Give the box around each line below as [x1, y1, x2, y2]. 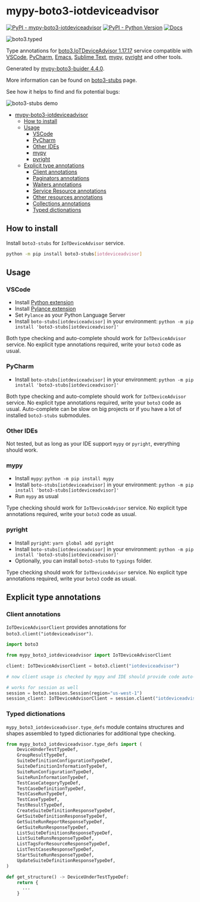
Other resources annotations [32, 193, 103, 200]
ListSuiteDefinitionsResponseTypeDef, [17, 830, 113, 836]
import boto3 [6, 641, 39, 648]
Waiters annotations [32, 181, 82, 188]
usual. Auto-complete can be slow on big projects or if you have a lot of [6, 405, 182, 412]
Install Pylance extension [14, 305, 76, 313]
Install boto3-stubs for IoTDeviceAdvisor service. [6, 239, 125, 246]
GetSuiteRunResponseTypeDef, [17, 824, 89, 830]
